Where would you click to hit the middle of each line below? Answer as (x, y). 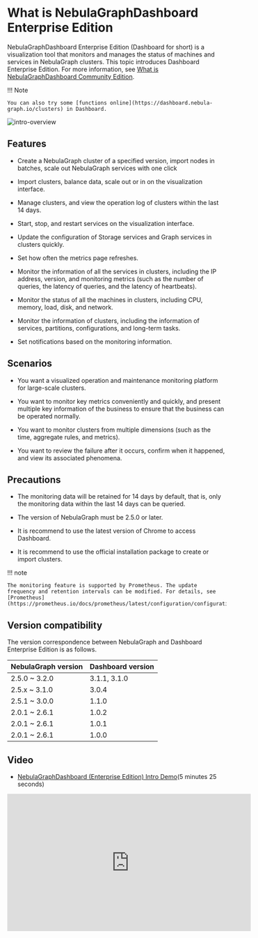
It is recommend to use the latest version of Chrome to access (106, 531)
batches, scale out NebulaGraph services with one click (97, 168)
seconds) (31, 784)
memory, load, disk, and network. (65, 307)
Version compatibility (55, 625)
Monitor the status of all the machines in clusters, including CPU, (110, 300)
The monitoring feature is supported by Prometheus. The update (102, 586)
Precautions (34, 479)
